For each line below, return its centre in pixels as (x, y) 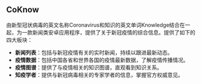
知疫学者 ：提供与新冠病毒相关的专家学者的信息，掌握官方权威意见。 (99, 74)
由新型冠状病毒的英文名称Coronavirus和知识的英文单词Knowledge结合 (93, 25)
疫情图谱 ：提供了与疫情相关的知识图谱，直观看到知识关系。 (88, 67)
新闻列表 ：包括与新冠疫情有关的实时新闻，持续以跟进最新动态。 (94, 52)
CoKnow (23, 10)
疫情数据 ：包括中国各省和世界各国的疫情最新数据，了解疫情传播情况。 (102, 60)
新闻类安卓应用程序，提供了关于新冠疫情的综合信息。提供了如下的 (114, 32)
